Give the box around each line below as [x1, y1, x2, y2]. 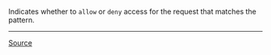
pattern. [8, 15, 35, 25]
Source [8, 38, 32, 47]
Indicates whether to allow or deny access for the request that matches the [8, 7, 256, 16]
